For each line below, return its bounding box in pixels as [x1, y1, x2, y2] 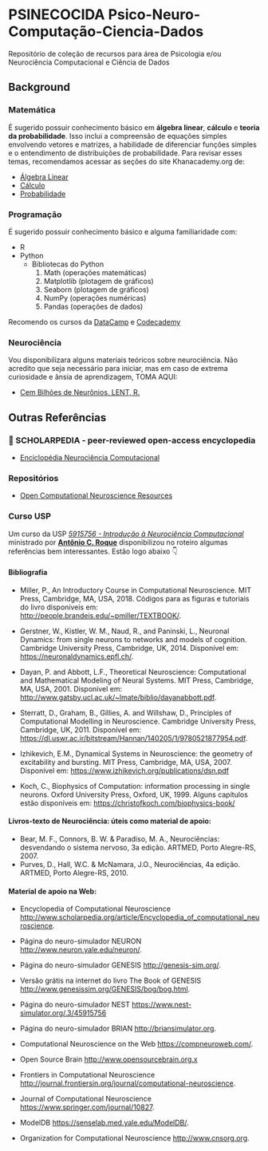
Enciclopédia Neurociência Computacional [19, 452, 160, 462]
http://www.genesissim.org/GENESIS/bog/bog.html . [19, 984, 191, 994]
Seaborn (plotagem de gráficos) [43, 285, 149, 294]
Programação [8, 209, 62, 220]
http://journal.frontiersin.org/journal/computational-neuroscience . [19, 1078, 236, 1088]
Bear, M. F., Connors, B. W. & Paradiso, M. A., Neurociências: [19, 834, 220, 843]
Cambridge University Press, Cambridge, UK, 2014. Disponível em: [19, 643, 239, 652]
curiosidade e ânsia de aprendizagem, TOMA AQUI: [8, 372, 178, 382]
